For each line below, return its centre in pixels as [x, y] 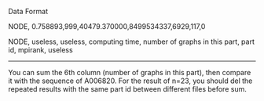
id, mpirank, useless [40, 50]
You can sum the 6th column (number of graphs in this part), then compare [130, 72]
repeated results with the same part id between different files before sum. [128, 89]
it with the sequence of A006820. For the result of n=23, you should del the [130, 81]
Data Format [28, 11]
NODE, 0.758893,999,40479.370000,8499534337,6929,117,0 [107, 26]
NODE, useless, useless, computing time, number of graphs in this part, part [132, 41]
